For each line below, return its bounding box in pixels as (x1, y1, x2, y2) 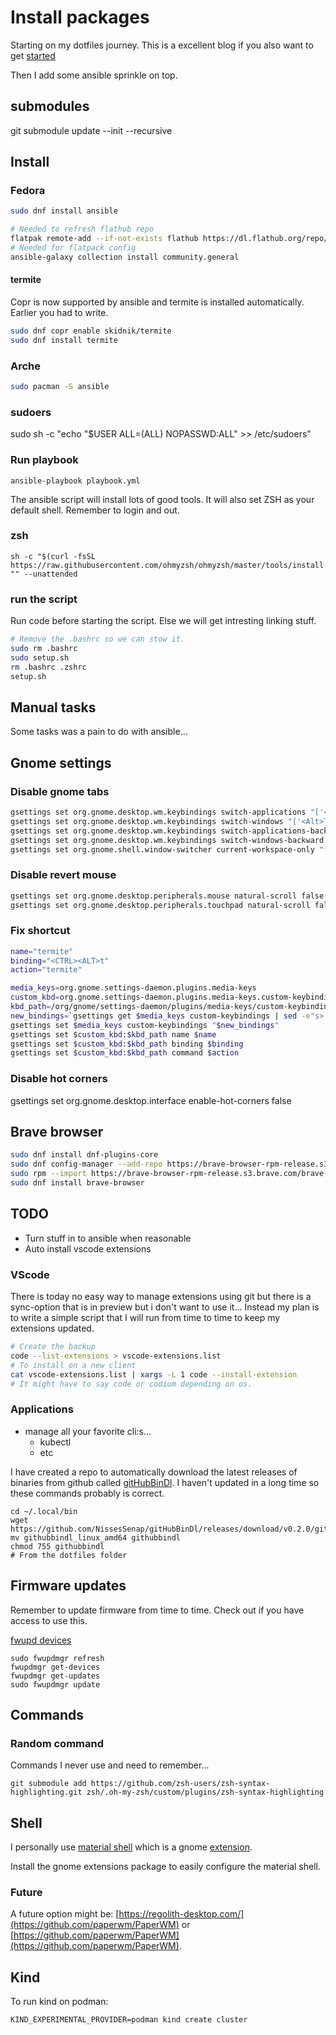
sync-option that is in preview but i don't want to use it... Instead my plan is (10, 1301, 320, 1313)
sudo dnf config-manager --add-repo (10, 1159, 163, 1170)
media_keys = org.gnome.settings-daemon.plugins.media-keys (10, 983, 257, 993)
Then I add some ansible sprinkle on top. (10, 69, 178, 81)
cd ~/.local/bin (10, 1506, 78, 1516)
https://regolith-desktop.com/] (118, 1908, 245, 1920)
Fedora (10, 184, 46, 198)
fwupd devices (10, 1634, 72, 1646)
